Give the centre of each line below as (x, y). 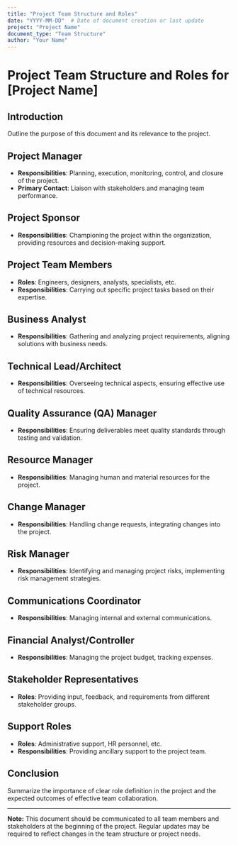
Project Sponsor (44, 218)
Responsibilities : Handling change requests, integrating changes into (119, 524)
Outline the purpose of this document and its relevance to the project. (109, 134)
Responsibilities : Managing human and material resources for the (114, 477)
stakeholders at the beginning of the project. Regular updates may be (109, 826)
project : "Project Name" (44, 27)
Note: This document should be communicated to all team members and (113, 818)
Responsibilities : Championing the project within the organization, (114, 235)
